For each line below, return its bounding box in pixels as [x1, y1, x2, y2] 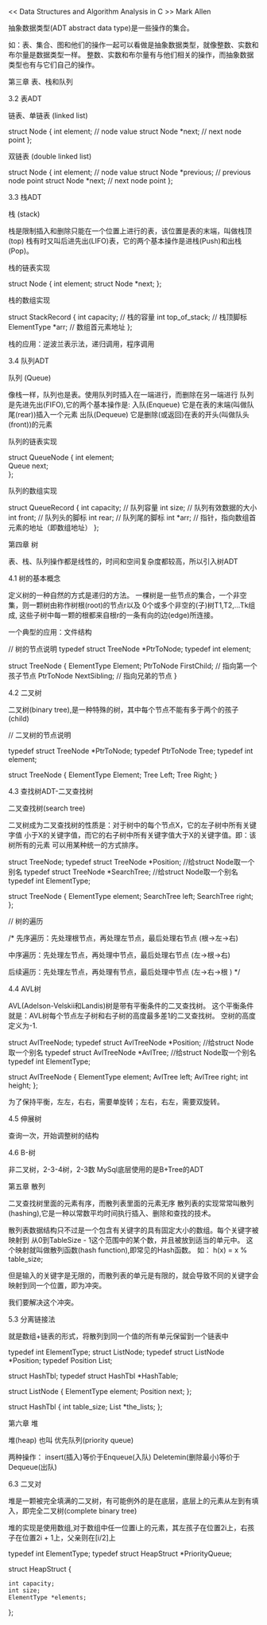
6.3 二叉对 [8, 1479, 42, 1488]
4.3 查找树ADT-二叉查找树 [8, 787, 94, 795]
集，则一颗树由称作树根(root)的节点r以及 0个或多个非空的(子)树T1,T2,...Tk [8, 600, 249, 610]
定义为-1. [8, 1021, 38, 1030]
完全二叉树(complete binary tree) [29, 1506, 137, 1515]
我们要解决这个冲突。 [8, 1298, 78, 1307]
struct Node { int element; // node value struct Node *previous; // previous [8, 167, 252, 177]
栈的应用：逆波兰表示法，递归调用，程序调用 [8, 339, 155, 349]
